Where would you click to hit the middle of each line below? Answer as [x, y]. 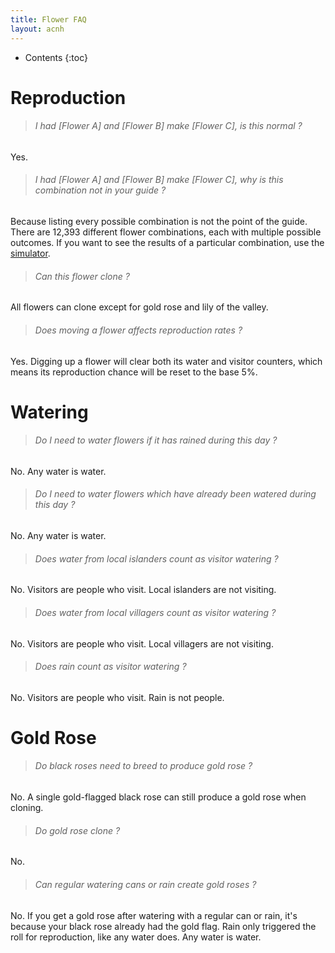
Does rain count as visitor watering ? [110, 667]
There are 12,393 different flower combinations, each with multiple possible [166, 232]
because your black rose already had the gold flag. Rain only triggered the [163, 926]
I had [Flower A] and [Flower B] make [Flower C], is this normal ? [168, 126]
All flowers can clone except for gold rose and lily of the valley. [139, 307]
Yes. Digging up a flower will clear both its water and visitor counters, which [166, 361]
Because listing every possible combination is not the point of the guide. [159, 222]
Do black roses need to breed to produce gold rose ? [143, 766]
